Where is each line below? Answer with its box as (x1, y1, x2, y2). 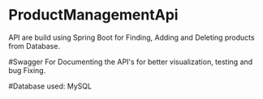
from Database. (8, 41, 61, 50)
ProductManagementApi (8, 6, 179, 24)
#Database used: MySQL (8, 81, 92, 91)
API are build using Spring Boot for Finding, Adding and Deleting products (8, 32, 255, 42)
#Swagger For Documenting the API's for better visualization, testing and (8, 57, 253, 67)
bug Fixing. (8, 65, 46, 75)
